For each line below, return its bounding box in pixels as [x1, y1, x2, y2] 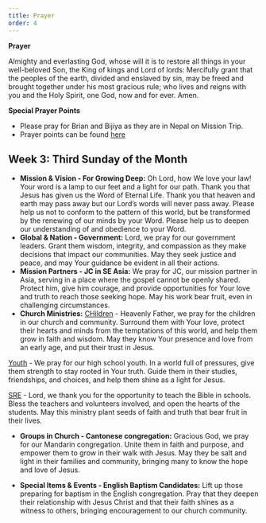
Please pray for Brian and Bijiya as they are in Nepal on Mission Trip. [19, 121, 244, 131]
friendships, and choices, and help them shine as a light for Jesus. [8, 375, 226, 384]
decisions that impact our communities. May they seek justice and [19, 250, 237, 260]
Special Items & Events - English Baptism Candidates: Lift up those [19, 481, 244, 490]
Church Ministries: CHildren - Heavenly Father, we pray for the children [19, 309, 256, 318]
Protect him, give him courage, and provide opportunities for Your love [19, 283, 250, 293]
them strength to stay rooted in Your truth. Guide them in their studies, [8, 367, 238, 377]
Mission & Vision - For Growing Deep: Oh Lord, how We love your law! [19, 174, 252, 183]
